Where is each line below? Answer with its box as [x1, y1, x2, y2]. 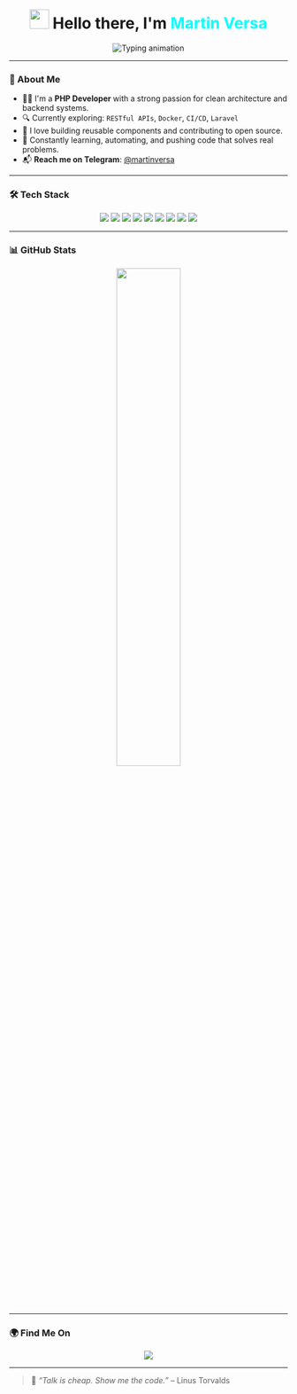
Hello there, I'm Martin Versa [52, 13, 268, 34]
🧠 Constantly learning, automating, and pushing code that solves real [21, 135, 274, 145]
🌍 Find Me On [9, 1327, 71, 1339]
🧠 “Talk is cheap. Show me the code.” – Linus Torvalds [30, 1375, 231, 1386]
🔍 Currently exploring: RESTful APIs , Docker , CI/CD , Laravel [21, 113, 239, 123]
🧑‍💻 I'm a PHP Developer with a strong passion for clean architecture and [21, 93, 287, 104]
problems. [21, 145, 59, 155]
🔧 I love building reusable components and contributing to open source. [21, 125, 283, 137]
